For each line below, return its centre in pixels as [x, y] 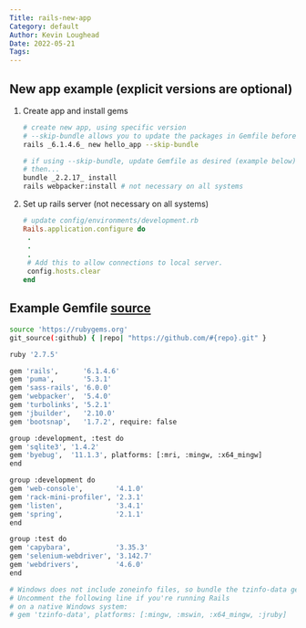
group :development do [52, 480]
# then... [41, 170]
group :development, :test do [67, 438]
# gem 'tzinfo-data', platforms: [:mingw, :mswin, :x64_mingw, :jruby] [148, 615]
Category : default [44, 26]
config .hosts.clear [64, 272]
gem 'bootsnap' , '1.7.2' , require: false [93, 422]
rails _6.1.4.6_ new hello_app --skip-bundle [110, 144]
